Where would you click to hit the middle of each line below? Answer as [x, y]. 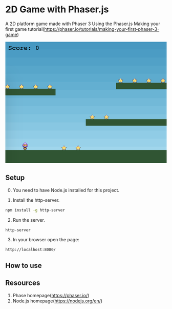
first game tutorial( [25, 29]
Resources [23, 283]
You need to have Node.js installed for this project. [66, 190]
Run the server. [29, 220]
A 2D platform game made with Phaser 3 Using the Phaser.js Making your [83, 24]
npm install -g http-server [35, 210]
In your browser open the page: [46, 240]
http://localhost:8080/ [31, 250]
